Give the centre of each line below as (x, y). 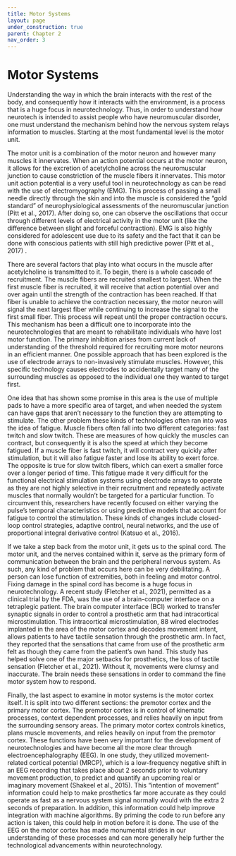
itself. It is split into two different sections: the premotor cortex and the (109, 703)
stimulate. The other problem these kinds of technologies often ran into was (117, 421)
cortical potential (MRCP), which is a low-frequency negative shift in (128, 763)
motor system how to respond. (52, 682)
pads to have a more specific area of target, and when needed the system (114, 406)
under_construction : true (45, 27)
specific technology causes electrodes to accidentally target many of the (113, 369)
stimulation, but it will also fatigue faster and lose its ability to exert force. (113, 458)
